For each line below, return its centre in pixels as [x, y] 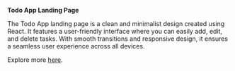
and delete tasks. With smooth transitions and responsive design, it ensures [118, 39]
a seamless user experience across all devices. [76, 46]
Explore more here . [35, 60]
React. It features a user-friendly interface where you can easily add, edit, [115, 31]
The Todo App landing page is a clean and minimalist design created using [116, 24]
